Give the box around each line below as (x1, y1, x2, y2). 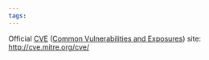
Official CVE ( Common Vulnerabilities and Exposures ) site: (8, 34, 202, 43)
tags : (8, 11, 27, 20)
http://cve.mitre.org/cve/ (8, 42, 90, 52)
